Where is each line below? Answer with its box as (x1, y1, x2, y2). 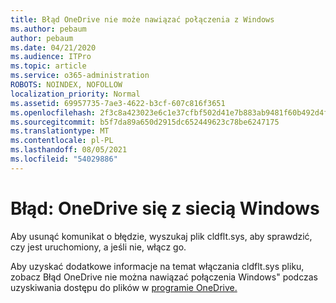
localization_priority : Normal (10, 89, 141, 99)
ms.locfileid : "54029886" (10, 154, 118, 164)
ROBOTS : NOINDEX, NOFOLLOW (10, 80, 123, 90)
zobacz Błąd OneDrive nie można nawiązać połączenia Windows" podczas (10, 271, 318, 283)
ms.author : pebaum (10, 24, 87, 34)
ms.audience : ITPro (10, 52, 92, 62)
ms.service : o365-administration (10, 71, 150, 81)
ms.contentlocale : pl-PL (10, 136, 114, 146)
